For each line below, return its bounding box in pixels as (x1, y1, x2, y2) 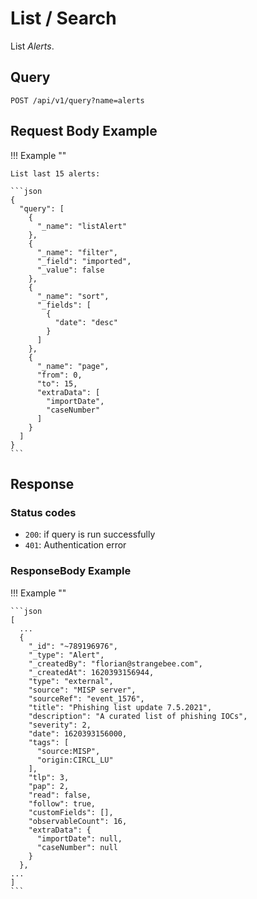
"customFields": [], (28, 807, 114, 817)
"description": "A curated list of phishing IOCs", (28, 711, 248, 721)
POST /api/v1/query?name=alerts (10, 95, 145, 106)
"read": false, (28, 790, 92, 800)
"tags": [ (28, 737, 70, 747)
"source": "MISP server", (28, 685, 137, 695)
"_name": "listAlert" (36, 221, 128, 231)
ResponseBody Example (10, 564, 132, 578)
